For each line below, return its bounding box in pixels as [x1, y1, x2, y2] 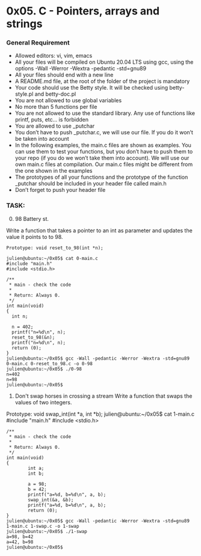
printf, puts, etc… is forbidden [14, 116, 89, 123]
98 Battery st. [14, 215, 49, 222]
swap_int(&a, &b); [28, 496, 74, 503]
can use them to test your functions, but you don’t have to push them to [14, 148, 193, 155]
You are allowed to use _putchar [14, 122, 95, 130]
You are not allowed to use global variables [14, 97, 122, 104]
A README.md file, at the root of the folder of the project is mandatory [14, 78, 190, 85]
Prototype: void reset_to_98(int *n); [6, 245, 104, 251]
